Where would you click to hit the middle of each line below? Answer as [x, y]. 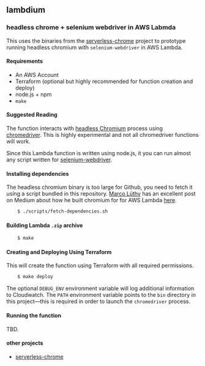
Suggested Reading [32, 115]
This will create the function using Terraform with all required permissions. [100, 266]
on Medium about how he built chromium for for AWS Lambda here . [91, 200]
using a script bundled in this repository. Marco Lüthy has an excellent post [101, 194]
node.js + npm [33, 94]
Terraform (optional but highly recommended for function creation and [104, 81]
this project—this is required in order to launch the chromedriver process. [99, 301]
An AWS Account [37, 75]
